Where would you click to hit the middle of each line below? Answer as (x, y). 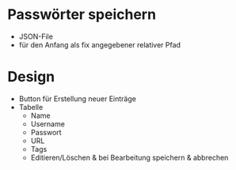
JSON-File (36, 36)
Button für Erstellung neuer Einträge (77, 98)
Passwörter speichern (82, 15)
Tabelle (31, 107)
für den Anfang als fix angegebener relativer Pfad (100, 44)
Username (48, 123)
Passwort (46, 132)
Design (31, 77)
